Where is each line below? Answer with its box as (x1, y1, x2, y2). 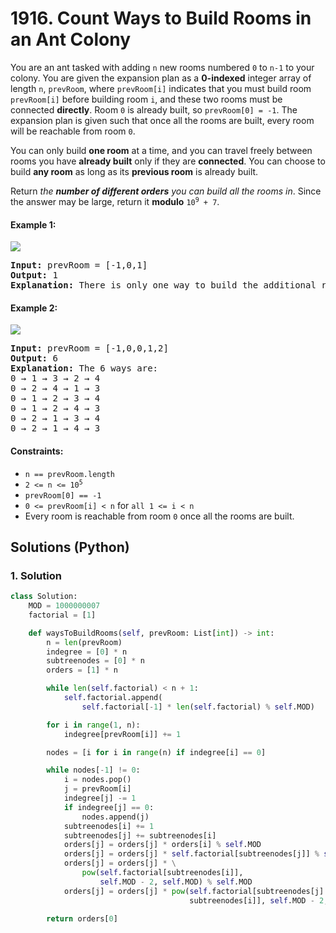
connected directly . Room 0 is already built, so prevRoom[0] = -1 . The (10, 103, 298, 116)
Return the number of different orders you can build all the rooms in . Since (10, 185, 322, 197)
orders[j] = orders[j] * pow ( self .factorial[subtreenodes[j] (63, 886, 325, 896)
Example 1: (10, 218, 57, 231)
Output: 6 (10, 353, 58, 364)
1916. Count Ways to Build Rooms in (10, 7, 312, 30)
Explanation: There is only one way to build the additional (10, 280, 317, 291)
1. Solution (10, 568, 62, 582)
